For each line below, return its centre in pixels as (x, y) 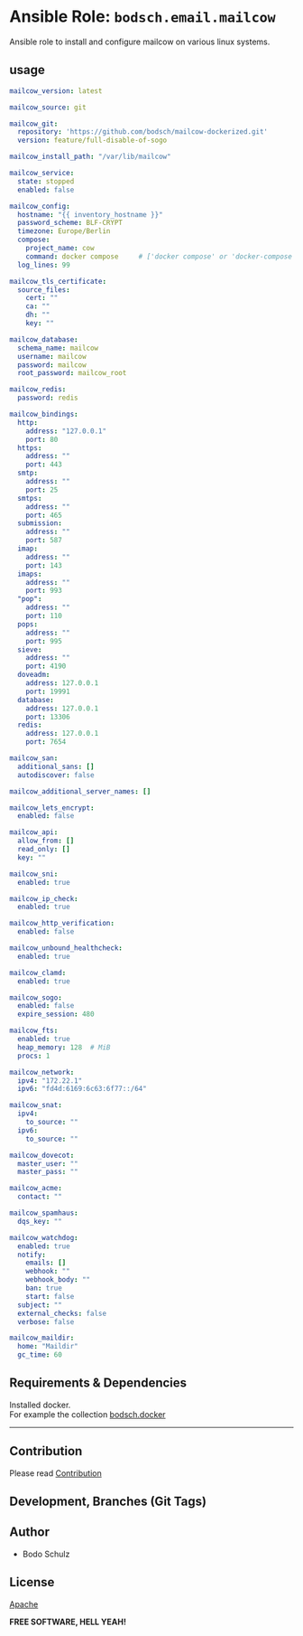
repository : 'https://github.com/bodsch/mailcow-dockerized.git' (143, 132)
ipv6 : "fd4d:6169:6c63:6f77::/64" (82, 1089)
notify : (32, 1255)
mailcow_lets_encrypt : (52, 808)
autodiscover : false (56, 775)
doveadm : (34, 675)
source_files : (44, 290)
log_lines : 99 (44, 265)
